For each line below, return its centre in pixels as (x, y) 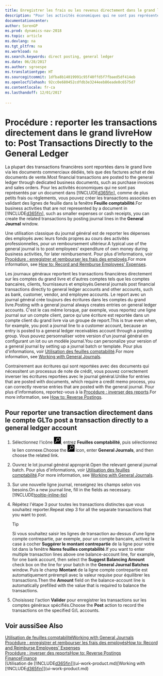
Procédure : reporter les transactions (81, 122)
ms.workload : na (21, 51)
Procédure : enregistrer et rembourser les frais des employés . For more (76, 259)
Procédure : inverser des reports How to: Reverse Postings (63, 653)
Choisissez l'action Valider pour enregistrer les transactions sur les (79, 600)
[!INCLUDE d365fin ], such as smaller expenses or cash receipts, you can (77, 213)
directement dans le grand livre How (79, 133)
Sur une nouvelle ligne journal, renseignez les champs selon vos (76, 484)
